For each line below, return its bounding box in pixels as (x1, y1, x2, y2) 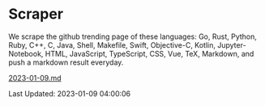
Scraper (8, 5, 63, 23)
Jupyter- (217, 40, 246, 49)
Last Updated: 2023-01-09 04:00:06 (8, 88, 131, 98)
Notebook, (8, 49, 44, 58)
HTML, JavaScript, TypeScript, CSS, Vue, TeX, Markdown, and (45, 49, 254, 58)
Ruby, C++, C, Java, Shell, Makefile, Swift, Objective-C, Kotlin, (8, 40, 216, 49)
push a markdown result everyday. (8, 57, 124, 67)
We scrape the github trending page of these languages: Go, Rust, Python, (8, 32, 258, 41)
